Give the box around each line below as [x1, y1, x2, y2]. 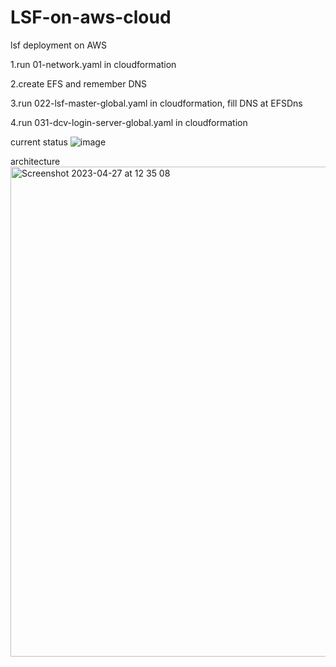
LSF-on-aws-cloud [10, 6, 172, 29]
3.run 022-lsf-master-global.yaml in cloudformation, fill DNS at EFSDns [10, 97, 303, 109]
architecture [10, 155, 61, 167]
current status [10, 136, 68, 148]
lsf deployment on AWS [10, 39, 108, 51]
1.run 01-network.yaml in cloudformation [10, 58, 177, 70]
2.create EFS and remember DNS [10, 77, 148, 90]
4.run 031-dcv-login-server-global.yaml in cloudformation [10, 116, 248, 128]
